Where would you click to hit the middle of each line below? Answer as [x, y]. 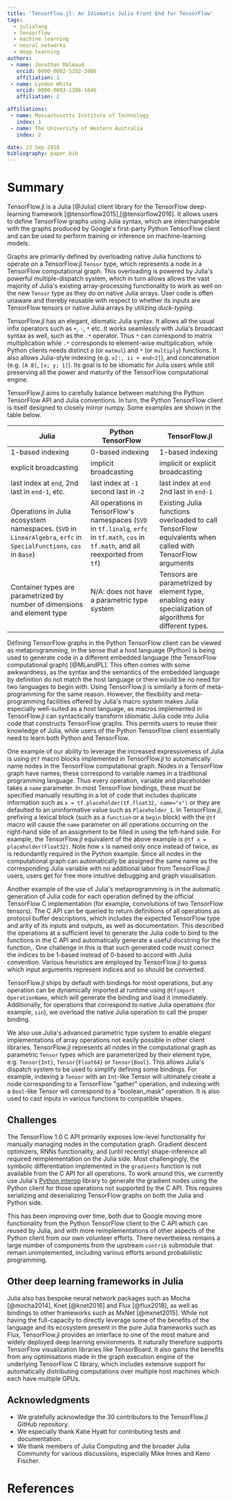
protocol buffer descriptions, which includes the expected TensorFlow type [114, 918]
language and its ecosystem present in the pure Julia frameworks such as [112, 1327]
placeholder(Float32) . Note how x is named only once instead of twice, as [113, 847]
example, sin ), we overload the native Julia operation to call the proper [108, 1012]
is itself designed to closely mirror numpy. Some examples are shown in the [114, 408]
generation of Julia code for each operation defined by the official [100, 896]
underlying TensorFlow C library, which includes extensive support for [107, 1364]
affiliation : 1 [38, 77]
